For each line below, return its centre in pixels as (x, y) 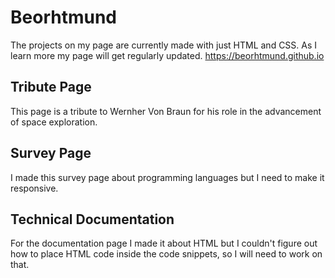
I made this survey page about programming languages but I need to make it (167, 177)
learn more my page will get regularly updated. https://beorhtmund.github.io (167, 55)
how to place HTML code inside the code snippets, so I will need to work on (166, 254)
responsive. (34, 188)
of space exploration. (54, 122)
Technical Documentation (92, 219)
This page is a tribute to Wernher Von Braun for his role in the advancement (166, 111)
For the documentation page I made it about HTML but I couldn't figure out (164, 243)
